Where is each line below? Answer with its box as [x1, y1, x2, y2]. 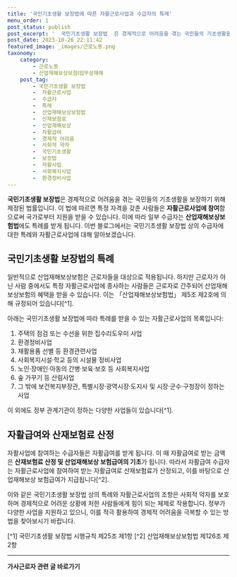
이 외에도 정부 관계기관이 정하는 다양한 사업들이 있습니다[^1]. [7, 406, 174, 415]
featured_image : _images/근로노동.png [7, 43, 116, 50]
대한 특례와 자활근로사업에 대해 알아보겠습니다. [7, 230, 136, 239]
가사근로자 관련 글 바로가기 [7, 562, 80, 571]
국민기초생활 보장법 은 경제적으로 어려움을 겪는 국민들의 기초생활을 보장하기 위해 [7, 195, 226, 203]
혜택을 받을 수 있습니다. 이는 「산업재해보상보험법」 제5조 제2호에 [37, 290, 219, 299]
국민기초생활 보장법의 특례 [7, 252, 114, 265]
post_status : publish [7, 23, 71, 30]
